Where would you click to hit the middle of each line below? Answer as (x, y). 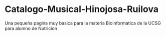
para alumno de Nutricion (31, 28)
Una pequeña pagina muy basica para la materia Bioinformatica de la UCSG (83, 23)
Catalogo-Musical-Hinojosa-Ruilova (82, 9)
